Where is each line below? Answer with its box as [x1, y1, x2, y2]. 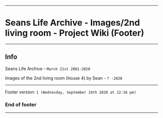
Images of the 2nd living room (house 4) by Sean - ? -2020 [5, 75, 123, 81]
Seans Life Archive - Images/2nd [5, 17, 140, 28]
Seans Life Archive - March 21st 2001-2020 [5, 66, 91, 71]
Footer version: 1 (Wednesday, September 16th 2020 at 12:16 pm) [5, 89, 137, 95]
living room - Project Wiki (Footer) [5, 28, 145, 39]
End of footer [5, 101, 37, 108]
